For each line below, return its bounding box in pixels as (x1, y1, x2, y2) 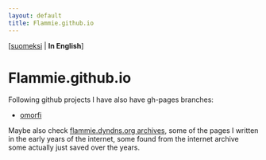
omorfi (19, 111, 42, 120)
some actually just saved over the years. (8, 142, 141, 152)
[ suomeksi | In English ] (8, 41, 84, 50)
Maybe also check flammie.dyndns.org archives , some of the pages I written (8, 126, 259, 135)
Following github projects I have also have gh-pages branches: (8, 95, 214, 104)
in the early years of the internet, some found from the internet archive (8, 135, 240, 144)
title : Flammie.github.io (8, 19, 94, 27)
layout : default (8, 11, 62, 20)
